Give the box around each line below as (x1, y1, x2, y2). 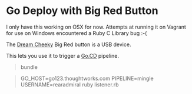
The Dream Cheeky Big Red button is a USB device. (6, 41, 131, 48)
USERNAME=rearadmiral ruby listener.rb (20, 81, 119, 88)
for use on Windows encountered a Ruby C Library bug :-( (6, 29, 147, 36)
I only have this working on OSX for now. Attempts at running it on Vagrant (6, 23, 187, 30)
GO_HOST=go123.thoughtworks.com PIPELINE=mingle (20, 75, 154, 82)
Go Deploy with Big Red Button (6, 4, 158, 18)
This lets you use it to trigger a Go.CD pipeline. (6, 52, 120, 59)
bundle (20, 63, 38, 71)
